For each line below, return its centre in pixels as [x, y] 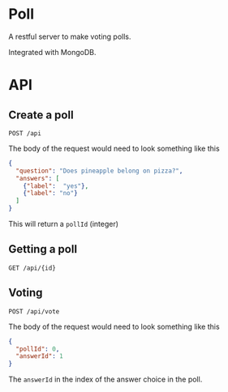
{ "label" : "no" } [51, 194]
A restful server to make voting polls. [70, 36]
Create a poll [41, 115]
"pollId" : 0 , [38, 349]
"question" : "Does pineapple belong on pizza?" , [99, 171]
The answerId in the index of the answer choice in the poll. [105, 379]
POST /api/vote [34, 311]
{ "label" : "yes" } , [56, 186]
